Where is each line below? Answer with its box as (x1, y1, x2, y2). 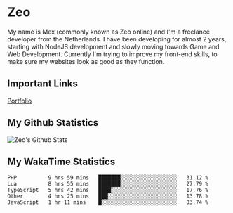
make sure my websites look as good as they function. (7, 57, 165, 65)
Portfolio (7, 96, 32, 105)
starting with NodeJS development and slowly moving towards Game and (7, 42, 220, 51)
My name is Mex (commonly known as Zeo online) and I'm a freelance (7, 27, 211, 36)
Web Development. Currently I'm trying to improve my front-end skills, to (7, 50, 218, 58)
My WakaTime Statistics (7, 155, 116, 167)
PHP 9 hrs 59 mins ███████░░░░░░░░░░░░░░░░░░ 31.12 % (7, 174, 209, 181)
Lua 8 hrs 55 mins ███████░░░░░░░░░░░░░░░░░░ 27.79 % (7, 181, 209, 188)
